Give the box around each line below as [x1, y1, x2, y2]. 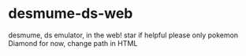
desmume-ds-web [8, 5, 133, 23]
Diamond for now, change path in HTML [8, 38, 138, 47]
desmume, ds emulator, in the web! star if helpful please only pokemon [8, 30, 239, 40]
